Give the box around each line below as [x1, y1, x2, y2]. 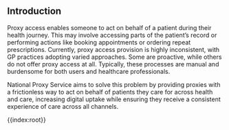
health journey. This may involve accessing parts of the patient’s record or [7, 31, 217, 39]
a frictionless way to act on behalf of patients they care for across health [7, 88, 213, 96]
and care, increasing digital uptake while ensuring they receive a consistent [7, 95, 221, 103]
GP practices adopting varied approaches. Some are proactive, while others [7, 53, 222, 61]
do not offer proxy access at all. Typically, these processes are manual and [7, 60, 219, 68]
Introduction [7, 5, 62, 17]
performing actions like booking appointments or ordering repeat [7, 38, 191, 47]
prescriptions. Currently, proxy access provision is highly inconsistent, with [7, 45, 220, 53]
